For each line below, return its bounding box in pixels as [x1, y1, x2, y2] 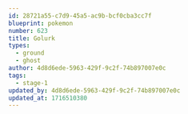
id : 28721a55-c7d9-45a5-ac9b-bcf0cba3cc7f [8, 11, 152, 20]
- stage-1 [15, 79, 48, 87]
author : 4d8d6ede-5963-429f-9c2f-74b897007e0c [8, 64, 166, 72]
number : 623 [8, 26, 48, 35]
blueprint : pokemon [8, 19, 74, 27]
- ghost [15, 57, 42, 65]
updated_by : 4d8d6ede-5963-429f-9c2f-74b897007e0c [8, 86, 181, 95]
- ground [15, 49, 45, 57]
